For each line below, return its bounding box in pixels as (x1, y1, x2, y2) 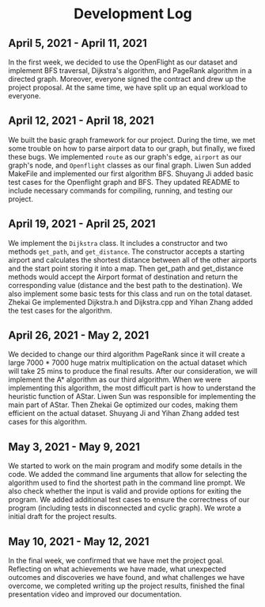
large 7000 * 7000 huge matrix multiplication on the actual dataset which (8, 358, 248, 367)
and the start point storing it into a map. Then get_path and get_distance (8, 263, 244, 273)
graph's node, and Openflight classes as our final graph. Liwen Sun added (8, 160, 252, 170)
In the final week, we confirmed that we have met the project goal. (8, 556, 224, 566)
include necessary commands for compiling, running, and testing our (8, 186, 233, 195)
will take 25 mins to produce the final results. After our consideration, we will (8, 367, 258, 376)
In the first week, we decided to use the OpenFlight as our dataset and (8, 57, 237, 67)
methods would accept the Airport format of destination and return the (8, 271, 239, 282)
